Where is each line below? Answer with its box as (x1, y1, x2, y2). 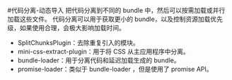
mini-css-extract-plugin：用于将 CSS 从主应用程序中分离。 (17, 48, 190, 55)
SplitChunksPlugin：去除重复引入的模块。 (17, 39, 139, 47)
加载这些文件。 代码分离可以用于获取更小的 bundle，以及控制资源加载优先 (7, 15, 224, 23)
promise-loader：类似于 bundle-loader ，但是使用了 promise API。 (17, 65, 214, 73)
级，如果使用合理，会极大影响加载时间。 (7, 24, 125, 32)
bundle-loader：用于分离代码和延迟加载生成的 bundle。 (17, 56, 180, 65)
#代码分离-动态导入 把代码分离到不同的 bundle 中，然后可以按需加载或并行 (7, 6, 226, 14)
